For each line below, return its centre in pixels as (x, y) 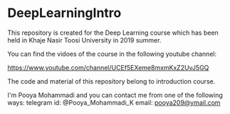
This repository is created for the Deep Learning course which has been (113, 33)
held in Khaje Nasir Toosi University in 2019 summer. (84, 40)
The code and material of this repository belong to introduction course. (111, 81)
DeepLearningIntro (64, 13)
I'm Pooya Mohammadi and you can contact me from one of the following (115, 95)
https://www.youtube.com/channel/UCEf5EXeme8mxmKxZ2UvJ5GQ (108, 67)
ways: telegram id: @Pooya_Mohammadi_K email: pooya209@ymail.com (114, 102)
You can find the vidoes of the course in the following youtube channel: (112, 54)
